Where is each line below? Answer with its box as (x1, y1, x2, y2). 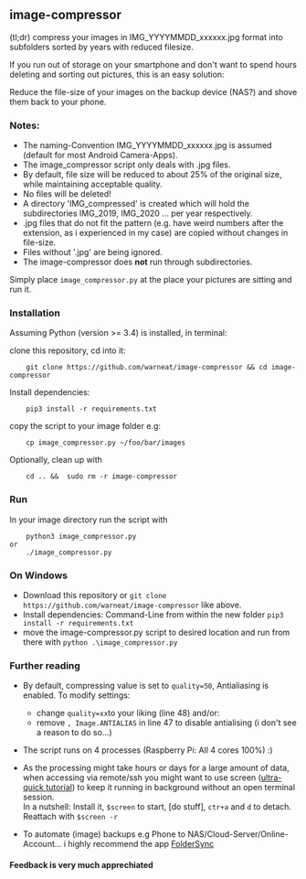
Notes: (9, 119, 40, 132)
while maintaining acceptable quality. (22, 178, 163, 190)
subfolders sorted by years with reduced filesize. (9, 41, 194, 52)
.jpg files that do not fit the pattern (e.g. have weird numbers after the (22, 218, 284, 229)
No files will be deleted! (22, 188, 111, 199)
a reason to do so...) (36, 727, 112, 738)
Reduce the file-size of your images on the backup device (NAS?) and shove (9, 86, 298, 97)
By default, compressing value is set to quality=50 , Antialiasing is (22, 681, 269, 691)
